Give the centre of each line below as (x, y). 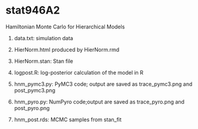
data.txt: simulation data (44, 38)
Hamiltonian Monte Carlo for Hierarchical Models (65, 27)
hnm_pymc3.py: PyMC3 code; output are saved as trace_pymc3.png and (103, 84)
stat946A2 (33, 10)
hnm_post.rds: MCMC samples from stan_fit (68, 120)
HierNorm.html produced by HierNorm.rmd (67, 49)
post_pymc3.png (35, 90)
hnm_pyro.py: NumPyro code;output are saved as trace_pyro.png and (99, 102)
